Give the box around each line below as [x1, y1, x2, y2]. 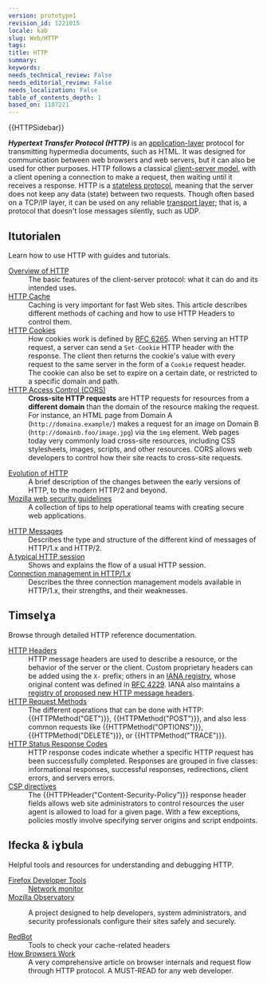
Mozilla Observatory [8, 892, 75, 901]
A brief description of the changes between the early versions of [28, 476, 241, 486]
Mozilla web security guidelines [8, 493, 112, 503]
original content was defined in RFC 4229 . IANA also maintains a [28, 679, 241, 689]
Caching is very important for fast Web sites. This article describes [28, 300, 248, 309]
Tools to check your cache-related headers [28, 940, 171, 949]
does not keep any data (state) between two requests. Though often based [8, 189, 255, 199]
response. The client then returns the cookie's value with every [28, 351, 236, 360]
